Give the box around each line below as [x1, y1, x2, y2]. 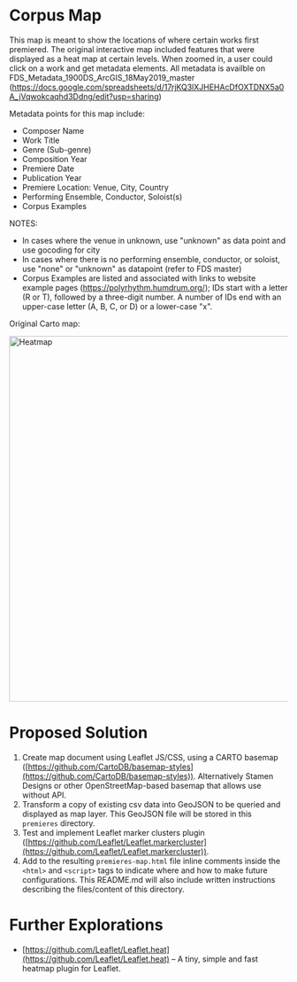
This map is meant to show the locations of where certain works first [9, 35, 259, 45]
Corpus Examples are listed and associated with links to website [21, 272, 256, 284]
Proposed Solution [9, 723, 148, 743]
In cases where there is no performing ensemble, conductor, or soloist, [21, 253, 281, 264]
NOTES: [9, 218, 38, 229]
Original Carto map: [9, 318, 81, 329]
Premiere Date [21, 163, 75, 174]
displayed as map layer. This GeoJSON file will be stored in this [21, 808, 252, 819]
